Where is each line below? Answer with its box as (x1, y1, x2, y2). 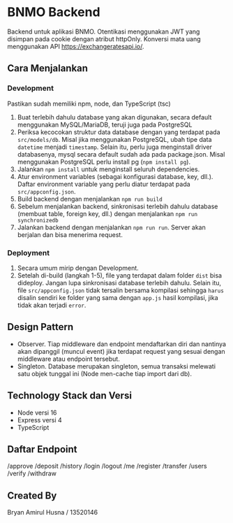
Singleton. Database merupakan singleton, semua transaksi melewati (17, 361, 216, 371)
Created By (7, 489, 57, 501)
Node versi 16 (17, 408, 57, 417)
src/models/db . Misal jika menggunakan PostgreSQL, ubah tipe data (17, 135, 212, 143)
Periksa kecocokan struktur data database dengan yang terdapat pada (17, 127, 221, 136)
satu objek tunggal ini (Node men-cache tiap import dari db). (17, 369, 192, 378)
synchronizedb (17, 217, 59, 224)
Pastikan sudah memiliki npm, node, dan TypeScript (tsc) (7, 99, 171, 108)
